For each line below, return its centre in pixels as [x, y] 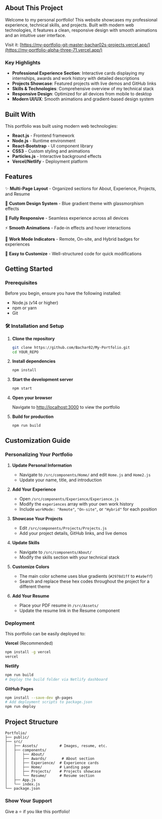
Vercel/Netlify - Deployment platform [50, 161]
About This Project [34, 8]
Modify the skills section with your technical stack [69, 557]
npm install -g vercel [28, 652]
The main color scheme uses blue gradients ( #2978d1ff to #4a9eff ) [86, 576]
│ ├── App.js [20, 780]
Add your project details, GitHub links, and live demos [73, 533]
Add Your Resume [31, 596]
